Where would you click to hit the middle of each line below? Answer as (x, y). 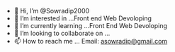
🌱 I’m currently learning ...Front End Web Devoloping (91, 26)
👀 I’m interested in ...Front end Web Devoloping (83, 18)
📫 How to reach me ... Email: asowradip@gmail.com (91, 41)
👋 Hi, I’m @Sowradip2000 (52, 11)
